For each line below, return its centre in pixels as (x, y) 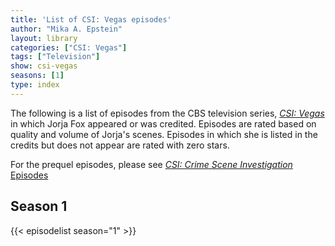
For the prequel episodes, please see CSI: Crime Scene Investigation (151, 164)
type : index (35, 85)
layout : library (44, 38)
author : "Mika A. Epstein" (66, 29)
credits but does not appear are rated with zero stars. (120, 145)
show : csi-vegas (44, 66)
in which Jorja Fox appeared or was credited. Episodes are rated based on (163, 123)
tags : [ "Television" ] (55, 57)
